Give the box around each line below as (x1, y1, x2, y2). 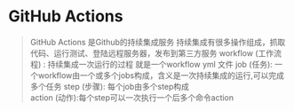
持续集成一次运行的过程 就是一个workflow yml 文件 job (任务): (47, 59, 273, 69)
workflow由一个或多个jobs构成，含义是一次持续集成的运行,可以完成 (37, 69, 285, 81)
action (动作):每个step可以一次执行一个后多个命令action (29, 91, 234, 103)
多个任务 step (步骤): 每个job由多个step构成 (29, 81, 190, 91)
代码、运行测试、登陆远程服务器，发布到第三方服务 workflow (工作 (29, 47, 274, 59)
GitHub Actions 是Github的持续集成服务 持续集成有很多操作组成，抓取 (29, 36, 286, 47)
